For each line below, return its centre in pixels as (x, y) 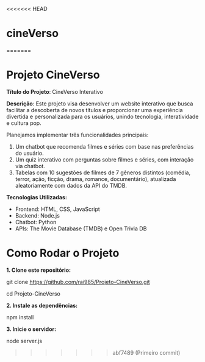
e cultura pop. (24, 123)
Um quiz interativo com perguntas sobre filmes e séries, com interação (104, 159)
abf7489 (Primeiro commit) (146, 352)
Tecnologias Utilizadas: (37, 197)
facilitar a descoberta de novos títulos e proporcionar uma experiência (95, 110)
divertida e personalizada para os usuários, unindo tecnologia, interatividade (103, 116)
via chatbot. (30, 166)
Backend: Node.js (37, 215)
